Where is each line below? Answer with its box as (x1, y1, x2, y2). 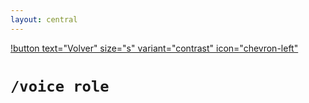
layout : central (10, 14, 78, 25)
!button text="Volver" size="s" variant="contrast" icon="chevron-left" (10, 42, 299, 54)
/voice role (10, 77, 110, 96)
